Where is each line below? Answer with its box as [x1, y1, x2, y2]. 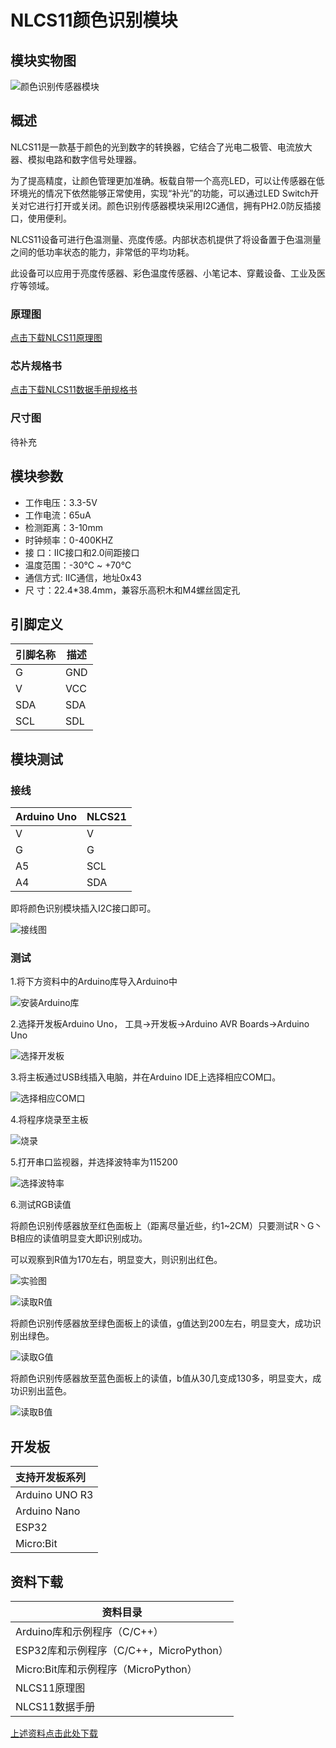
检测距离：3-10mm [24, 521, 103, 533]
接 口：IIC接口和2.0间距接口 [24, 546, 140, 558]
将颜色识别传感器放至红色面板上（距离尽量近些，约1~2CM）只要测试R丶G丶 [10, 1220, 323, 1232]
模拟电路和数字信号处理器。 [27, 153, 142, 165]
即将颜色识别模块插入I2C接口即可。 [10, 902, 157, 915]
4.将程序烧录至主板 [10, 1114, 89, 1126]
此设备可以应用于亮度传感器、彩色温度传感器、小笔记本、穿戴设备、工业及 [10, 267, 317, 279]
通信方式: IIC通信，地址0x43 [24, 571, 142, 583]
